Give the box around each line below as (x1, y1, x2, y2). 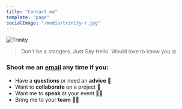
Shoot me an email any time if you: (6, 63, 109, 72)
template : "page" (6, 14, 50, 20)
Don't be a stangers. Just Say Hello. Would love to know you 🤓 (20, 48, 176, 55)
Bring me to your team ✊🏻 (14, 96, 79, 103)
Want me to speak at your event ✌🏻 (14, 89, 103, 96)
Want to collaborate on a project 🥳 (14, 83, 101, 90)
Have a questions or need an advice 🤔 (14, 77, 111, 84)
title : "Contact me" (6, 8, 58, 15)
